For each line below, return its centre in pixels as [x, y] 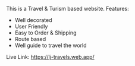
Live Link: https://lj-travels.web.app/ [51, 57]
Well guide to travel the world [51, 45]
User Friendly [31, 26]
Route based [30, 39]
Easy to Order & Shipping [45, 33]
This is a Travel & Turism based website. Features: [67, 9]
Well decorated [33, 20]
